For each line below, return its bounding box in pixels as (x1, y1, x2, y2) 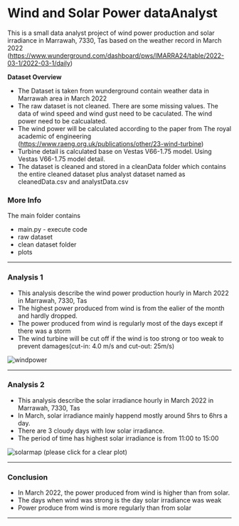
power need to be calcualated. (17, 116, 107, 125)
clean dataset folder (17, 240, 77, 249)
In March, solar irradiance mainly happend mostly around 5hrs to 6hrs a (17, 411, 228, 420)
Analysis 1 (7, 272, 44, 282)
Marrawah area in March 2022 (17, 94, 107, 103)
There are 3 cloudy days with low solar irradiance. (17, 426, 165, 435)
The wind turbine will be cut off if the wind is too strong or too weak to (17, 334, 224, 343)
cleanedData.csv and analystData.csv (17, 177, 129, 186)
